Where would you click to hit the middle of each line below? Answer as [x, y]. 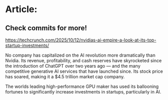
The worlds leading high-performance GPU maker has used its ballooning [82, 86]
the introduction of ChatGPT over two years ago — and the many [73, 66]
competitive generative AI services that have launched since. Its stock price [84, 71]
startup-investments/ [27, 45]
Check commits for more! [46, 28]
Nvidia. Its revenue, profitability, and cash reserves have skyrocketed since [83, 61]
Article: [21, 9]
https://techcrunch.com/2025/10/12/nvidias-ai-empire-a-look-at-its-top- [81, 40]
